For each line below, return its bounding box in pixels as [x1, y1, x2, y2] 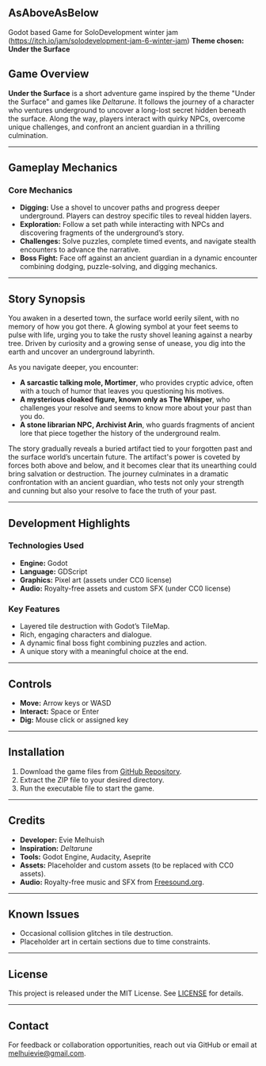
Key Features [8, 603, 61, 614]
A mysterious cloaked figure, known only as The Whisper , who [19, 394, 231, 404]
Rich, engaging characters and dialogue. [19, 630, 152, 640]
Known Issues [8, 907, 80, 921]
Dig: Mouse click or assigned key [19, 714, 129, 725]
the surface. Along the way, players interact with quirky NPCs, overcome [8, 114, 245, 123]
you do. [19, 412, 45, 421]
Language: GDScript [19, 567, 88, 576]
